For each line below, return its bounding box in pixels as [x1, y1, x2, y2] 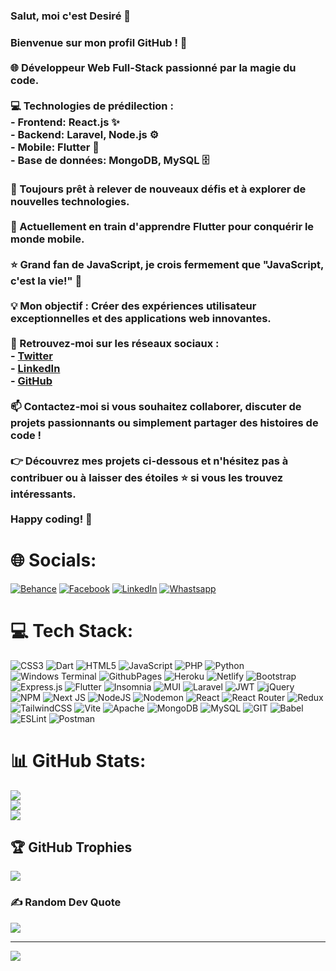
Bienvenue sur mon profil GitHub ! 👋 [10, 35, 188, 49]
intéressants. [10, 487, 77, 501]
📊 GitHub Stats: [10, 749, 147, 772]
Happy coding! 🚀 [10, 512, 93, 526]
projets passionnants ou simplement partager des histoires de [10, 415, 319, 429]
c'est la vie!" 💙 [10, 274, 83, 288]
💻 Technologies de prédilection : [10, 99, 174, 113]
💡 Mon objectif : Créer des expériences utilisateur [10, 299, 257, 313]
